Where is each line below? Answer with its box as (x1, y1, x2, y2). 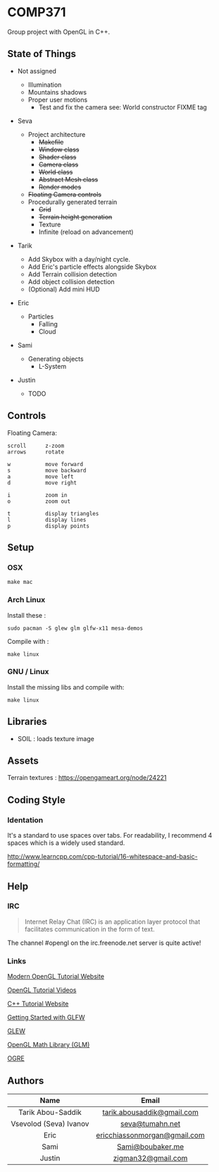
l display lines (7, 516, 87, 523)
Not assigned (17, 66, 56, 75)
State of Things (7, 48, 76, 60)
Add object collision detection (27, 277, 115, 286)
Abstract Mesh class (38, 175, 99, 183)
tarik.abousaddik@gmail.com (101, 1107, 199, 1117)
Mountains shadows (27, 87, 87, 96)
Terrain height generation (38, 212, 113, 221)
